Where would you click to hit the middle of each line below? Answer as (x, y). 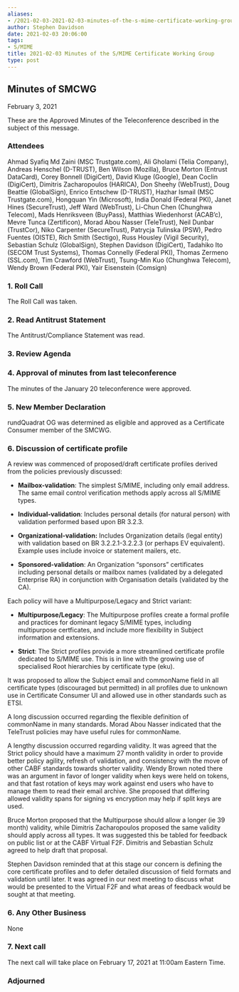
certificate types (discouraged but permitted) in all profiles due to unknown (117, 688)
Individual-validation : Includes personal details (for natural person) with (124, 514)
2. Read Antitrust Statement (57, 320)
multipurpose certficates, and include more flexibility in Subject (110, 630)
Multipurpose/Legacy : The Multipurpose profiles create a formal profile (123, 615)
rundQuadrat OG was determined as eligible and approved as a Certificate (116, 422)
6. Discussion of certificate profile (68, 448)
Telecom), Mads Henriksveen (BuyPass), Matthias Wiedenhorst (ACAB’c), (115, 214)
